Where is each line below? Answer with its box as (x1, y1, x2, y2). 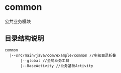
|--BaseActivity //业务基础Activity (20, 63, 93, 68)
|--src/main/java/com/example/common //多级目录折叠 (9, 53, 117, 58)
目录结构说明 (4, 34, 44, 43)
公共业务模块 (4, 18, 31, 24)
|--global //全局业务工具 (20, 58, 70, 63)
